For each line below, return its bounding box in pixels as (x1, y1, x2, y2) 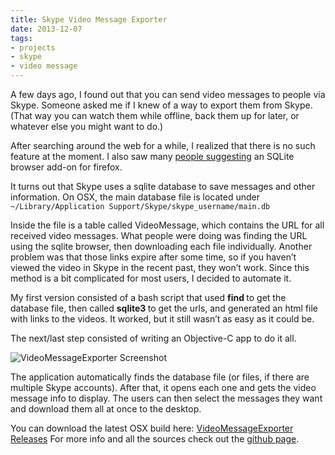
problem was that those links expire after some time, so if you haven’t (10, 251, 297, 263)
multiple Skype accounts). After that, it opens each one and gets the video (10, 382, 317, 393)
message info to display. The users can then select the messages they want (10, 392, 323, 404)
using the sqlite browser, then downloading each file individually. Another (10, 241, 313, 252)
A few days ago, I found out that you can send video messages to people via (10, 89, 326, 100)
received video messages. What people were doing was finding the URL (10, 230, 308, 241)
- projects (10, 42, 56, 53)
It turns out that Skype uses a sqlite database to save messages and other (10, 181, 316, 192)
